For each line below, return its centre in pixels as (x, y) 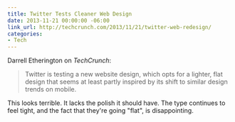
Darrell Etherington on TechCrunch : (59, 60)
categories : (25, 34)
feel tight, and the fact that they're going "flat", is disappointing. (100, 111)
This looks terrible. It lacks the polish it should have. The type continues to (116, 103)
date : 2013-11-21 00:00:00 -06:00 (59, 21)
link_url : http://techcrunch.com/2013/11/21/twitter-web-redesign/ (110, 27)
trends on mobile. (51, 89)
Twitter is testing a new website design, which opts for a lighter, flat (124, 74)
